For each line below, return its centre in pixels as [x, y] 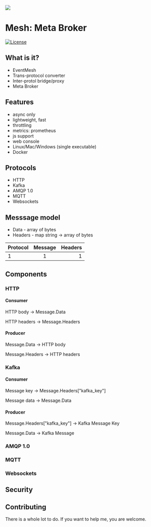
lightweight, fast [29, 119]
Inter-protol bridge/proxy [38, 80]
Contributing [26, 507]
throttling [22, 125]
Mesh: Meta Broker [46, 28]
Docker [20, 152]
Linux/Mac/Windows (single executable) [55, 146]
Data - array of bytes [34, 230]
